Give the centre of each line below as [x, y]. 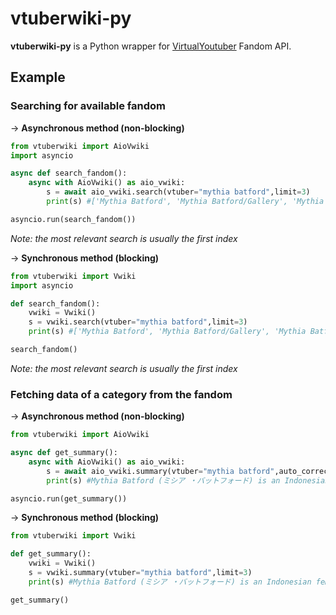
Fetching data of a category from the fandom [121, 394]
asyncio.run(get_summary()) [69, 498]
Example [38, 77]
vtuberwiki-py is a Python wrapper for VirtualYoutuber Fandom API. [151, 46]
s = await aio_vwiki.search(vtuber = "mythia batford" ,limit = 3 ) [178, 192]
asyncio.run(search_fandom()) [73, 219]
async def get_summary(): [64, 453]
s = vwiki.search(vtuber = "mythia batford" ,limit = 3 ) [138, 322]
